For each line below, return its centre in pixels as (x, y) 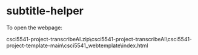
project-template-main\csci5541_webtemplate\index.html (77, 45)
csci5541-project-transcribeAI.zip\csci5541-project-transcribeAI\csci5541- (99, 39)
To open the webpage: (34, 27)
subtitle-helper (45, 11)
